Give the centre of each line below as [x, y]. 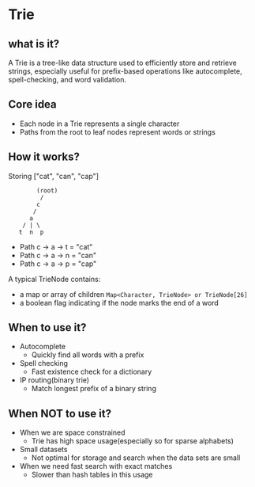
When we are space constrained [72, 432]
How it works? [44, 157]
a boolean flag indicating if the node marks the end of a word [119, 302]
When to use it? [47, 327]
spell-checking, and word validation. [67, 80]
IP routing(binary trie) [54, 380]
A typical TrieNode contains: [54, 279]
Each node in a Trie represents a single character [99, 124]
